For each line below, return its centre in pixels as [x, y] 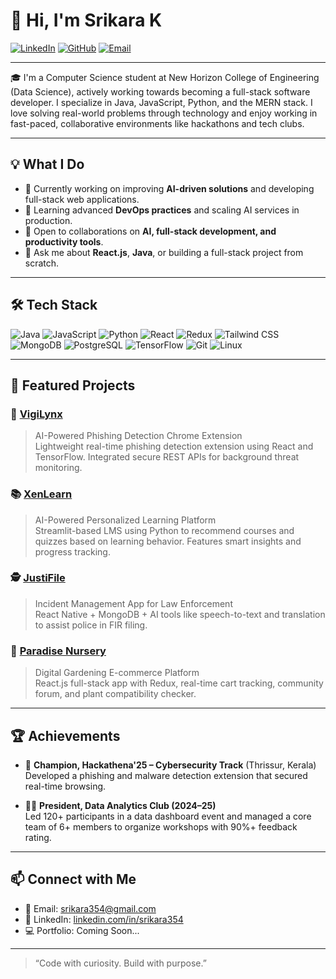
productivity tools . [64, 241]
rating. [38, 837]
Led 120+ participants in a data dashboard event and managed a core [168, 816]
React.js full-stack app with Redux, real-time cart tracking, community [179, 683]
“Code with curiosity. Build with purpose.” [120, 963]
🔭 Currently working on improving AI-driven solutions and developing [169, 188]
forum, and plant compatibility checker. [115, 694]
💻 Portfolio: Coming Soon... [82, 930]
